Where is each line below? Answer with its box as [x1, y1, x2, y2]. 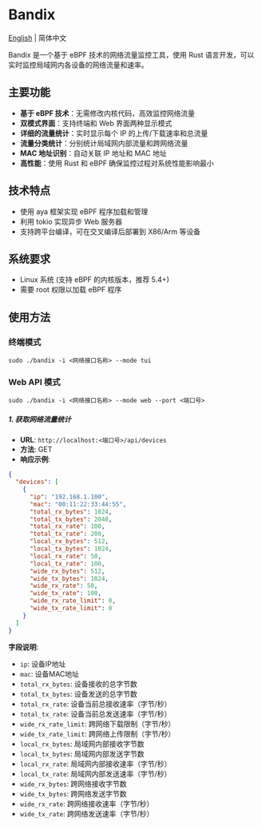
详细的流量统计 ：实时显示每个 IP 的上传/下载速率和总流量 [19, 128, 208, 137]
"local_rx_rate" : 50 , [29, 552, 102, 560]
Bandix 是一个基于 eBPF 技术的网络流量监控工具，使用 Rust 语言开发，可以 [8, 50, 255, 59]
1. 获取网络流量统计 [8, 414, 72, 424]
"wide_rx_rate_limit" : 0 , [29, 597, 116, 605]
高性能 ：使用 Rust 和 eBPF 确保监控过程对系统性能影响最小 [19, 158, 214, 168]
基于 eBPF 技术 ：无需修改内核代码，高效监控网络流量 [19, 108, 196, 117]
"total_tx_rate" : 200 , [29, 530, 105, 538]
